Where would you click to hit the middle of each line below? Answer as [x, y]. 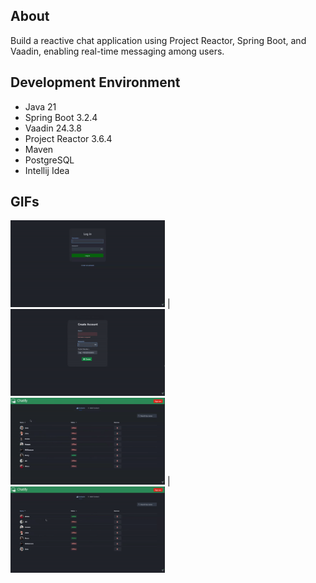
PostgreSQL [49, 160]
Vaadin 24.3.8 [53, 128]
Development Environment [95, 82]
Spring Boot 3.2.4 [61, 117]
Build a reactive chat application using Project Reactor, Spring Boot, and [158, 40]
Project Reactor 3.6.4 [68, 138]
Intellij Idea [47, 170]
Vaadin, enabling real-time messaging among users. [117, 51]
